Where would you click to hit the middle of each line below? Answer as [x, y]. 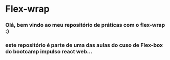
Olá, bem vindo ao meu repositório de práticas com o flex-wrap [85, 25]
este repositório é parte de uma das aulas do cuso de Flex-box [84, 45]
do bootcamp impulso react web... [49, 52]
